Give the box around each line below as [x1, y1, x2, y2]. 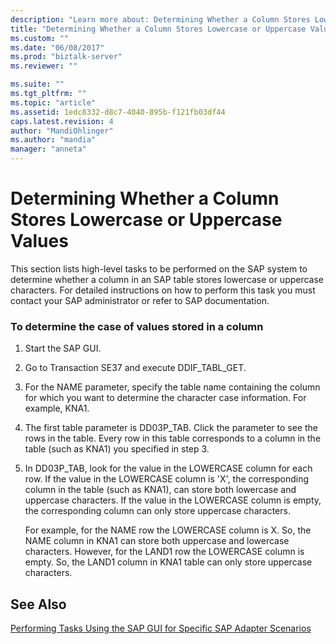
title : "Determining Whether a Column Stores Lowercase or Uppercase [10, 24, 307, 34]
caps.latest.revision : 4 [10, 116, 114, 126]
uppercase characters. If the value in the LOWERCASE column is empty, [24, 494, 322, 506]
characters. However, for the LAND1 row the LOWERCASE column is [24, 546, 305, 558]
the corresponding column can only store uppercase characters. [24, 505, 291, 517]
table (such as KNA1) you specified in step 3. [24, 443, 210, 455]
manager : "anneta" [10, 144, 87, 155]
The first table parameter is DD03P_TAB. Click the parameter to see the [24, 422, 319, 434]
